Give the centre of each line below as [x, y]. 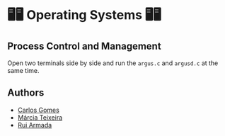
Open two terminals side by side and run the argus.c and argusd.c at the [113, 63]
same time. [24, 70]
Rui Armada [35, 125]
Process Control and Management [84, 46]
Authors [26, 93]
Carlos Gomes [39, 110]
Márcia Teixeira [40, 117]
